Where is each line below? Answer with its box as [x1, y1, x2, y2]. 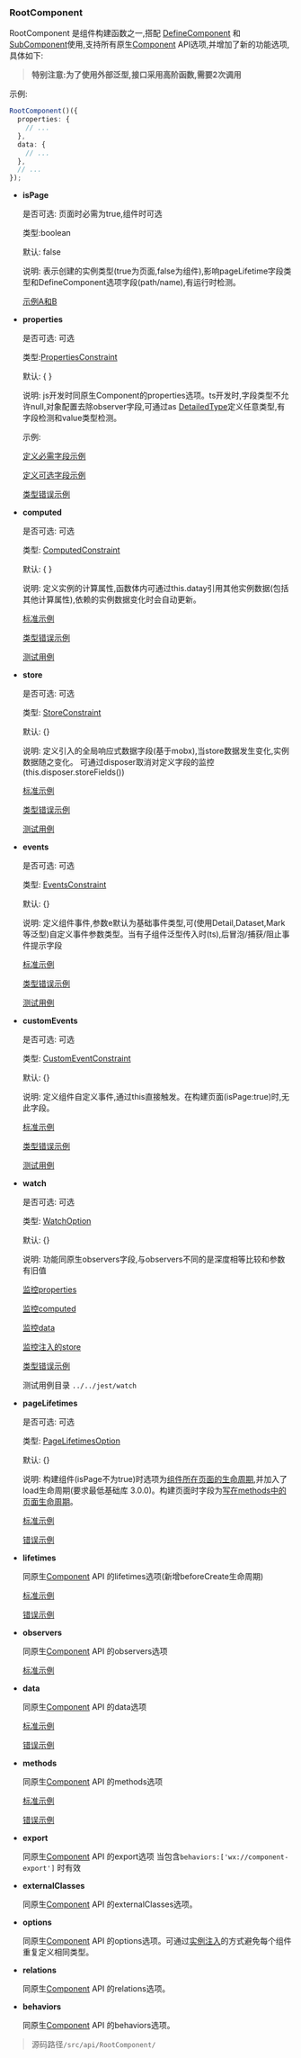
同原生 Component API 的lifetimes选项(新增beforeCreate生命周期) [22, 1571, 264, 1582]
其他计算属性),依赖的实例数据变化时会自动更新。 [22, 594, 201, 605]
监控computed [22, 1303, 76, 1315]
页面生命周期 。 [22, 1496, 78, 1507]
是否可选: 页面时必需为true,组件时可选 [22, 209, 164, 220]
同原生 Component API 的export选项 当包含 [22, 1851, 181, 1862]
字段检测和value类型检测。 [22, 412, 122, 424]
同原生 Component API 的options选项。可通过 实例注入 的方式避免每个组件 [22, 1936, 292, 1946]
